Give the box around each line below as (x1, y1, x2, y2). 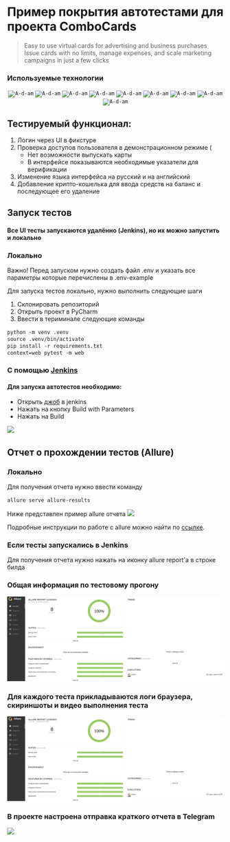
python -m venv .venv (7, 329, 69, 336)
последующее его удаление (16, 187, 100, 196)
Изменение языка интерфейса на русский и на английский (16, 173, 191, 181)
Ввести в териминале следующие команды (16, 315, 146, 323)
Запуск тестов (7, 207, 72, 219)
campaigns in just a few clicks (23, 56, 110, 64)
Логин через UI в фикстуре (16, 136, 97, 144)
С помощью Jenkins (7, 366, 78, 375)
